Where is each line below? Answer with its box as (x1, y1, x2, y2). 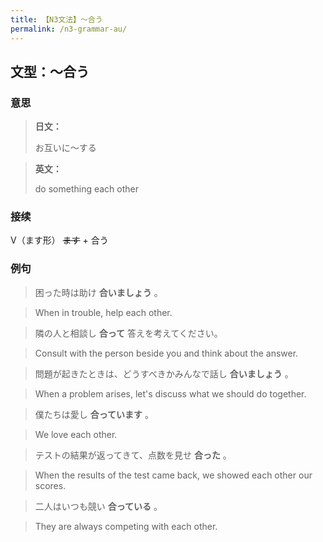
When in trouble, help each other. (34, 306, 173, 318)
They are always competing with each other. (34, 520, 218, 532)
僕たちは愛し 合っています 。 (34, 408, 154, 420)
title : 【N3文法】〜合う (10, 14, 103, 25)
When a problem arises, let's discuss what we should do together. (34, 387, 307, 400)
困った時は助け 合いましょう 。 (34, 286, 163, 298)
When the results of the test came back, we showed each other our (34, 469, 313, 481)
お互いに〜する (34, 142, 97, 154)
